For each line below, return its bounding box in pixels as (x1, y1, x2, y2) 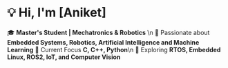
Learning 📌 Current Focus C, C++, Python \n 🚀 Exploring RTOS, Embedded (7, 45, 221, 54)
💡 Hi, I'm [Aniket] (7, 5, 106, 21)
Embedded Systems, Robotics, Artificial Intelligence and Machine (7, 38, 200, 46)
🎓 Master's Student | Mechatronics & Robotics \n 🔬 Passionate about (7, 28, 210, 36)
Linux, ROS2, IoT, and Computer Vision (7, 53, 121, 61)
